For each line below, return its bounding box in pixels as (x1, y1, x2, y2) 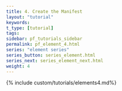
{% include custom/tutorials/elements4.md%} (6, 79, 117, 86)
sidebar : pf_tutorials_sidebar (6, 36, 83, 42)
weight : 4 (6, 63, 30, 69)
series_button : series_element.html (6, 52, 96, 58)
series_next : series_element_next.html (6, 58, 104, 63)
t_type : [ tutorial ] (6, 25, 54, 31)
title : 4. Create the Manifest (6, 8, 83, 15)
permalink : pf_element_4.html (6, 42, 80, 48)
